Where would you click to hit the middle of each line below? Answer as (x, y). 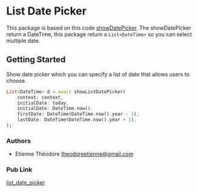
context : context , (40, 97)
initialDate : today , (43, 103)
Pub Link (19, 170)
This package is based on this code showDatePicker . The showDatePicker (99, 28)
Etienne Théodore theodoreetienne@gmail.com (74, 154)
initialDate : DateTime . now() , (55, 109)
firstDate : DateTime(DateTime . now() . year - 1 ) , (78, 114)
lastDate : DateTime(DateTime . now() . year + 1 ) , (77, 120)
